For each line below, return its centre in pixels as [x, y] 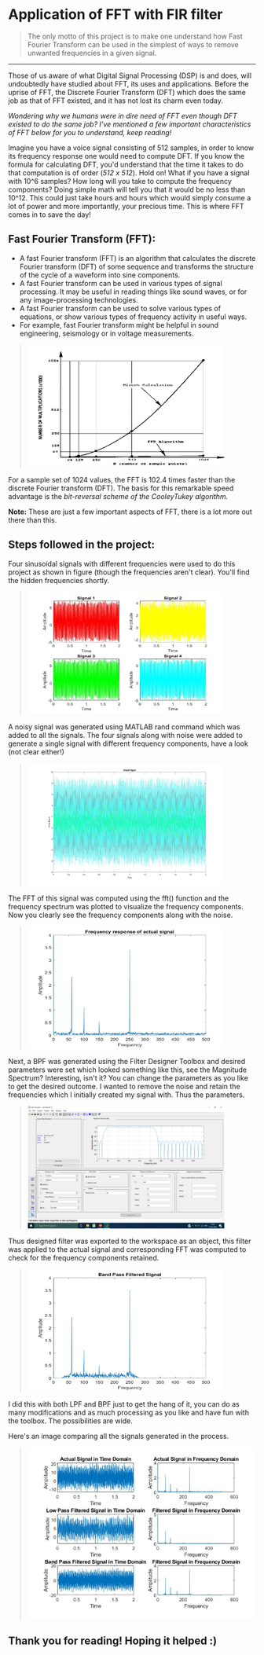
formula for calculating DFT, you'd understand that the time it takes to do [126, 164]
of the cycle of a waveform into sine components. [100, 275]
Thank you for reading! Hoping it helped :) [113, 1640]
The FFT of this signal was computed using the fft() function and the [119, 898]
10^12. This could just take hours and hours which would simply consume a [130, 197]
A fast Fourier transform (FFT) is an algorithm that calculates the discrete [137, 258]
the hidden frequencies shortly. [59, 580]
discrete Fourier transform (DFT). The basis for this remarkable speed [121, 488]
